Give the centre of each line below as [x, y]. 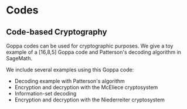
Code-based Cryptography [57, 32]
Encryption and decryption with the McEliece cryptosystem [86, 87]
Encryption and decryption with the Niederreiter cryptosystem [90, 100]
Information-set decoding [45, 93]
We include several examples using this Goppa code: [70, 70]
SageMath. [19, 58]
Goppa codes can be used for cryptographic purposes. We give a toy [90, 46]
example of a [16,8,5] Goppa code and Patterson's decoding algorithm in [94, 52]
